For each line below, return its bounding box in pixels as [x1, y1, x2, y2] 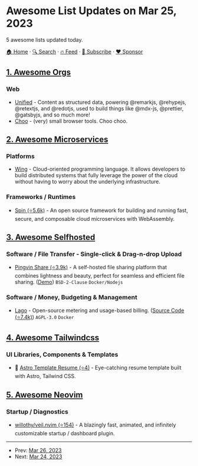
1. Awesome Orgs [6, 67, 71, 77]
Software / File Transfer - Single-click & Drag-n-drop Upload [6, 250, 182, 258]
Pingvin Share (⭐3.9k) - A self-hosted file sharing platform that [14, 264, 167, 271]
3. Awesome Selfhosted [6, 232, 95, 242]
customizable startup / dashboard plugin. [14, 429, 115, 436]
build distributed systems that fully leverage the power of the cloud [14, 172, 178, 179]
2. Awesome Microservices [6, 135, 108, 145]
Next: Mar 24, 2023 [14, 453, 62, 460]
